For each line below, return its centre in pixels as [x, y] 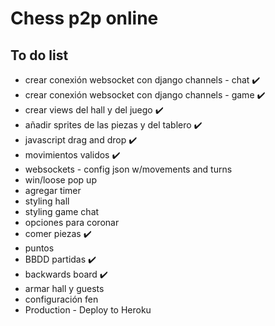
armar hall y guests [64, 288]
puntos [39, 248]
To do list [39, 55]
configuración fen [61, 299]
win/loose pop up [60, 180]
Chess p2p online [84, 18]
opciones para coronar [72, 222]
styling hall [47, 201]
